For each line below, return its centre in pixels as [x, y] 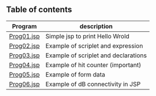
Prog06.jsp [25, 84]
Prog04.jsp [25, 65]
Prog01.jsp [25, 36]
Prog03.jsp [25, 55]
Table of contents [39, 10]
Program [24, 26]
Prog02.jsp [25, 45]
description [96, 26]
